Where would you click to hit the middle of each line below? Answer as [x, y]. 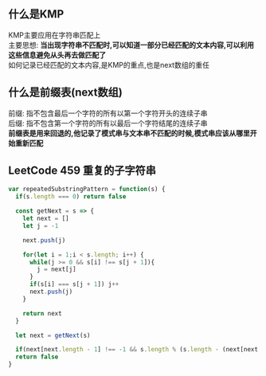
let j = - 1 [41, 225]
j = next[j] [57, 269]
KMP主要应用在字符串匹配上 [55, 35]
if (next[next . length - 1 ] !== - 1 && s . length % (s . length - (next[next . [139, 350]
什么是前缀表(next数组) [66, 93]
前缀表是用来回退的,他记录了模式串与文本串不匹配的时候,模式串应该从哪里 [129, 133]
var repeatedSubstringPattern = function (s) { [87, 190]
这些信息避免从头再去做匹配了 [57, 55]
